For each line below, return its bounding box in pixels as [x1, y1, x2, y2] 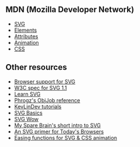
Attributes [14, 32, 38, 40]
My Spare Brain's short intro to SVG [14, 122, 101, 129]
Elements [14, 26, 37, 34]
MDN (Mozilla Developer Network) [5, 5, 134, 15]
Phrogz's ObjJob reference [14, 96, 80, 103]
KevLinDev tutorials [14, 103, 61, 110]
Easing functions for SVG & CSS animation [14, 134, 118, 141]
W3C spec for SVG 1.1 [14, 84, 67, 91]
